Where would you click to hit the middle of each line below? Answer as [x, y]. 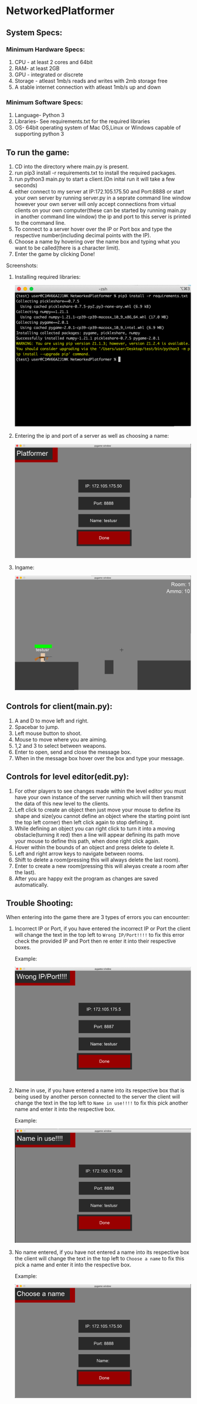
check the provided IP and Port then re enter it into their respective [95, 941]
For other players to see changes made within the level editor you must [100, 791]
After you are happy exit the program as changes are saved [86, 879]
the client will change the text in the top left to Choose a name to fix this [99, 1258]
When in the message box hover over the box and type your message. [99, 758]
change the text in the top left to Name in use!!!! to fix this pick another [101, 1103]
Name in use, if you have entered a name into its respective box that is [99, 1090]
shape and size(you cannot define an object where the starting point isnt [102, 816]
